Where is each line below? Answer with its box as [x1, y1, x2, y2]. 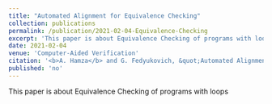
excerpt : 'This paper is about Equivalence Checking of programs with [8, 34, 252, 43]
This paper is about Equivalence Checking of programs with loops [8, 86, 229, 96]
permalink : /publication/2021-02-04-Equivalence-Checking [8, 27, 208, 35]
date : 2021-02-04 [8, 42, 67, 50]
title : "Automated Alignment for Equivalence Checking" [8, 11, 201, 20]
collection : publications [8, 19, 96, 27]
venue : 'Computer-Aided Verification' [8, 49, 139, 57]
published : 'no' [8, 64, 63, 73]
